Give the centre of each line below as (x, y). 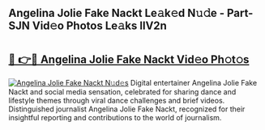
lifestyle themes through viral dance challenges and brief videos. (117, 101)
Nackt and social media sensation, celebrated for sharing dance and (122, 92)
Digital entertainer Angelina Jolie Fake (194, 83)
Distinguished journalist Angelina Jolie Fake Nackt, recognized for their (127, 109)
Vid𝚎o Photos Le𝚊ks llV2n (100, 26)
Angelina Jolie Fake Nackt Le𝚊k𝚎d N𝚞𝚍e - (117, 13)
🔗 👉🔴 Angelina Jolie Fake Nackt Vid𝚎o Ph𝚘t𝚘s (129, 59)
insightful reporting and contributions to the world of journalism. (115, 117)
